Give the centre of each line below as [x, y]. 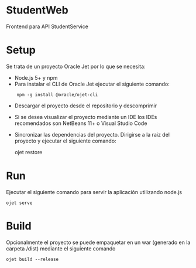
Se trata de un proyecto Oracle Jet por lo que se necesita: [76, 66]
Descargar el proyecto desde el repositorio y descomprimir [85, 106]
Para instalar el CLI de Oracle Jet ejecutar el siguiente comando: [92, 84]
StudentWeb [37, 10]
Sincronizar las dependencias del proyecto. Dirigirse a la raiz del [92, 134]
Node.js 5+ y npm [36, 77]
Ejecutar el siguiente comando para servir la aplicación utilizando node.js [94, 192]
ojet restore [28, 152]
